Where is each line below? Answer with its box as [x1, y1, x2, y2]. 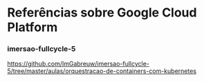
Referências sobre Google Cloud [7, 5, 197, 21]
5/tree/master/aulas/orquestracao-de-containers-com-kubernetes [7, 67, 197, 75]
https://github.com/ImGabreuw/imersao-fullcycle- [7, 60, 150, 68]
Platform [7, 19, 58, 35]
